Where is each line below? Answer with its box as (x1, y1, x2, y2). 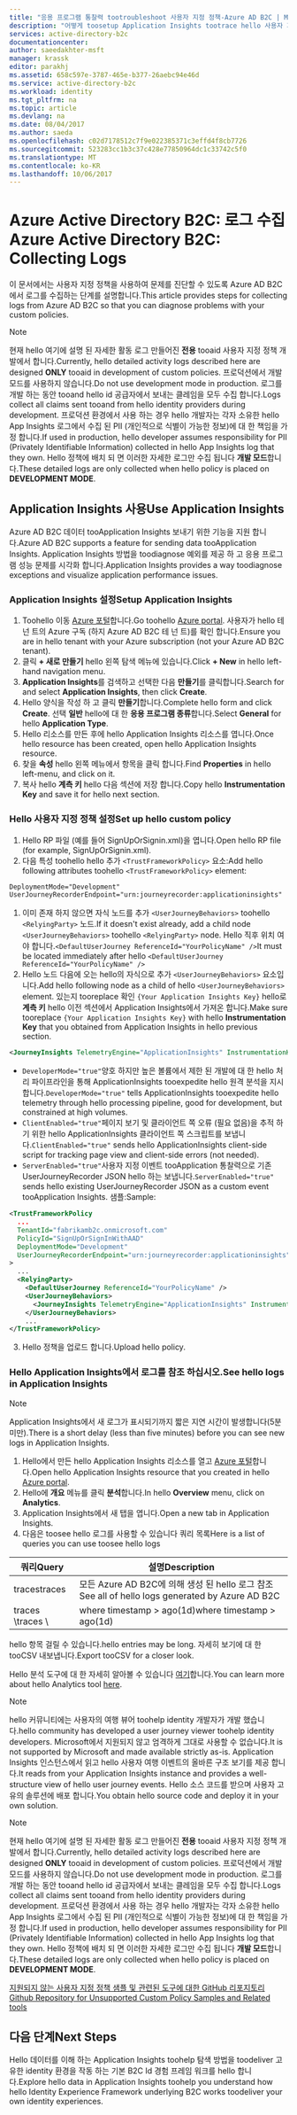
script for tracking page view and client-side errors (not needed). (21, 1149, 259, 1161)
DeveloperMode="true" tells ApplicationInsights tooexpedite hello (45, 1087, 279, 1099)
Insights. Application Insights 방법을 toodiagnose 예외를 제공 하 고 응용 (9, 548, 261, 559)
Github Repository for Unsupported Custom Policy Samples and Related (9, 1992, 271, 2002)
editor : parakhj (9, 63, 69, 72)
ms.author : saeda (9, 128, 73, 137)
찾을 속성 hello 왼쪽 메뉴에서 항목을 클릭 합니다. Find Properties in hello (21, 758, 271, 769)
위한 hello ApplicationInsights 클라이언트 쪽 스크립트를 (31, 1129, 223, 1139)
